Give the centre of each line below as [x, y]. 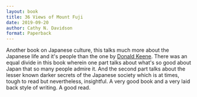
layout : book [22, 11]
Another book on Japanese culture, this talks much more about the [88, 50]
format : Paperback [29, 34]
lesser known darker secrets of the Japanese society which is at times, [93, 75]
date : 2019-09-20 [28, 22]
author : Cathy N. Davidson [39, 28]
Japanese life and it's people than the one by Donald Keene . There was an [97, 56]
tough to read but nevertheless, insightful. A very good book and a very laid [98, 81]
